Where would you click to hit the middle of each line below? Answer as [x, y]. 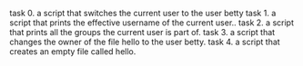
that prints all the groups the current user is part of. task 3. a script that [142, 32]
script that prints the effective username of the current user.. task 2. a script [151, 23]
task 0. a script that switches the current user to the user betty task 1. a [143, 13]
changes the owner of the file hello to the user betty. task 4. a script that [145, 42]
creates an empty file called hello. [73, 52]
